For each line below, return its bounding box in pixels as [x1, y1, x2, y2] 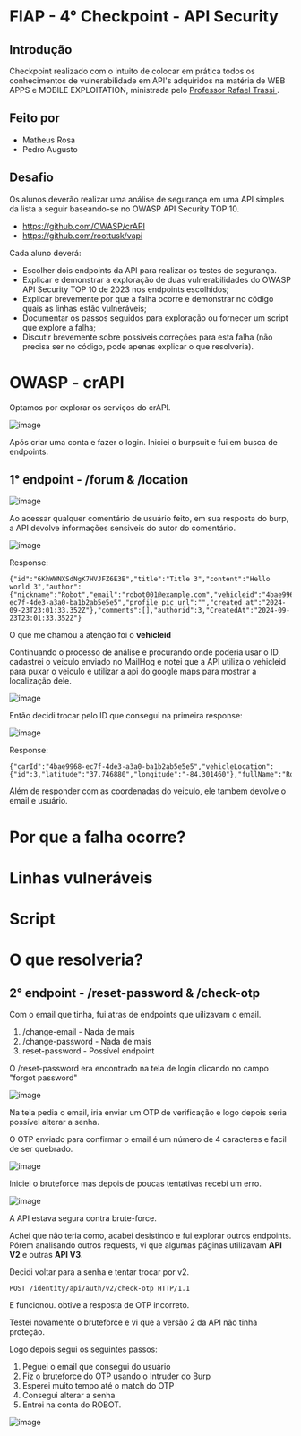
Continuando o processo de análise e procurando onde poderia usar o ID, [9, 647, 280, 658]
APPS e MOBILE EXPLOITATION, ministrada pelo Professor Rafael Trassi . [9, 85, 279, 95]
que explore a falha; [21, 322, 97, 332]
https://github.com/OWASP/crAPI [21, 220, 146, 231]
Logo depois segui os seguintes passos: [9, 1344, 159, 1354]
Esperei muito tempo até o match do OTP [21, 1380, 175, 1390]
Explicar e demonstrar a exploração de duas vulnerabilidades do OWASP [21, 274, 291, 285]
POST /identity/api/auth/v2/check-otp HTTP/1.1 [9, 1284, 191, 1293]
